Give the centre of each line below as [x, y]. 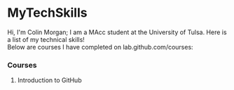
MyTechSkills [47, 13]
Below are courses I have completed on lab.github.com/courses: [101, 47]
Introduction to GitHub [49, 80]
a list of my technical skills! [46, 39]
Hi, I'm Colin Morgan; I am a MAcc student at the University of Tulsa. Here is [117, 32]
